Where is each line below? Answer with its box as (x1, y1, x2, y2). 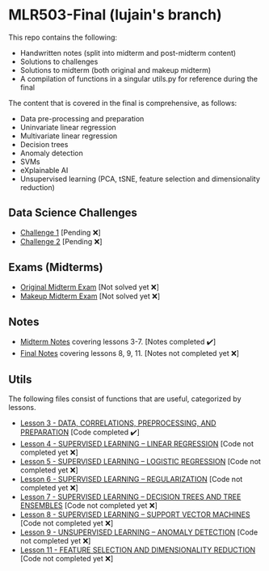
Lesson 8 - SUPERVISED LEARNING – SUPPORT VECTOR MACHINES (19, 510, 250, 519)
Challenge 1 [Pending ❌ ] (19, 227, 101, 237)
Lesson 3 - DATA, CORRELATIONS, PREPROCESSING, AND (19, 418, 216, 428)
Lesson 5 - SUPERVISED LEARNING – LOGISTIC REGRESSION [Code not (19, 457, 261, 467)
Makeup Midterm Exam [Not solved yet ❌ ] (19, 291, 160, 301)
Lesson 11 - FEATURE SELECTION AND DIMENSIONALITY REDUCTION (19, 545, 256, 555)
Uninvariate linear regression (19, 122, 117, 132)
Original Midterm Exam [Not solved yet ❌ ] (19, 281, 160, 292)
